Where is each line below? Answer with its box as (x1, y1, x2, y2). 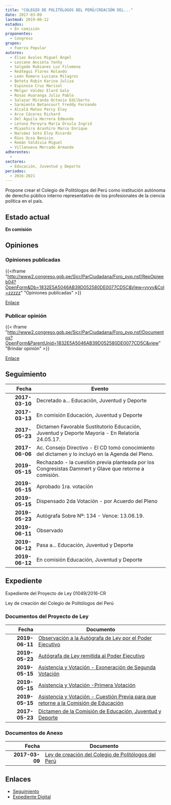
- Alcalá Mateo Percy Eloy (10, 107, 67, 112)
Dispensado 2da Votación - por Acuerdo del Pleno (36, 497, 158, 504)
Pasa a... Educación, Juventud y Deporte (36, 541, 133, 548)
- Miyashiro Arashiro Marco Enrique (10, 126, 88, 131)
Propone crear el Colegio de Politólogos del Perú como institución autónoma (5, 187, 165, 194)
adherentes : (5, 150, 31, 155)
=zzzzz (5, 289, 21, 296)
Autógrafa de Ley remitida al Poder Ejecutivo (38, 652, 145, 659)
